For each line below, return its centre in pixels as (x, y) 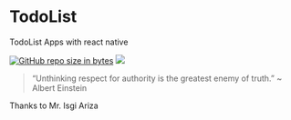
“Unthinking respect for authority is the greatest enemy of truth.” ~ (157, 78)
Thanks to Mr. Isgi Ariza (54, 105)
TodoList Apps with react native (69, 42)
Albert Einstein (59, 87)
